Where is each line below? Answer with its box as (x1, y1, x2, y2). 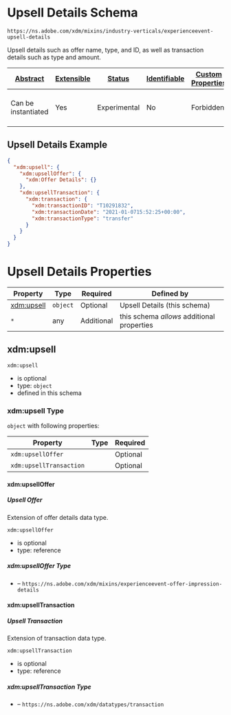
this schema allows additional (119, 312, 215, 321)
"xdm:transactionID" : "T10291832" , (32, 202, 134, 209)
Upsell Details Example (7, 139, 108, 151)
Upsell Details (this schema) (119, 300, 211, 310)
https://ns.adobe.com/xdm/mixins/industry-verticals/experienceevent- (7, 28, 214, 34)
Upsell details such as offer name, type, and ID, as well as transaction (7, 46, 204, 54)
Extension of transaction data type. (7, 634, 107, 643)
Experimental (97, 102, 140, 112)
